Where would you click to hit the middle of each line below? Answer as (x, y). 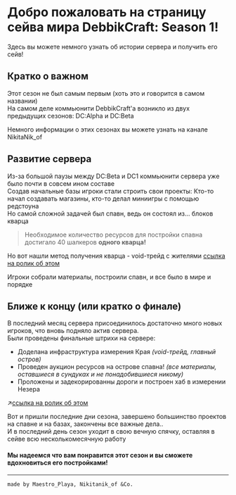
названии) (22, 101)
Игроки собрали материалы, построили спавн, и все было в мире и (109, 277)
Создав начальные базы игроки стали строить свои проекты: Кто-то (111, 191)
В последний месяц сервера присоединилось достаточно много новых (115, 323)
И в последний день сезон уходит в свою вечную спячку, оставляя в (111, 432)
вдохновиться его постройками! (58, 463)
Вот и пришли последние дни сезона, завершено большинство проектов (117, 417)
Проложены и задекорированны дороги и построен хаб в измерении (122, 382)
